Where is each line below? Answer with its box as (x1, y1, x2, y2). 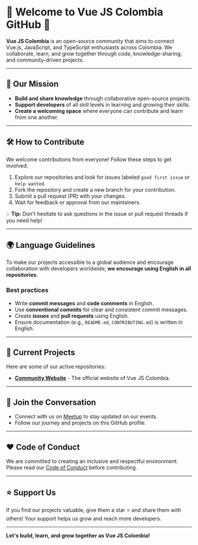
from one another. (14, 114, 59, 121)
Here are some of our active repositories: (6, 363, 106, 370)
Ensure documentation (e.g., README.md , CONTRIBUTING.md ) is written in (14, 318, 183, 325)
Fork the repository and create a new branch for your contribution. (14, 186, 176, 193)
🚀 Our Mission (6, 79, 59, 89)
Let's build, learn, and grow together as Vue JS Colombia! (6, 532, 150, 539)
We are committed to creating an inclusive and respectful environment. (6, 458, 179, 465)
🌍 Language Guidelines (6, 240, 95, 250)
